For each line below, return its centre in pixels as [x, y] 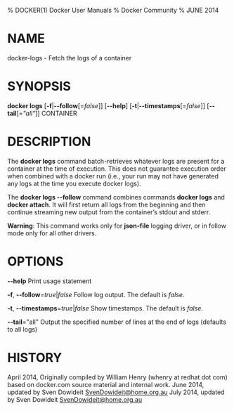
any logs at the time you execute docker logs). [74, 183]
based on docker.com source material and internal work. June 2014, [106, 384]
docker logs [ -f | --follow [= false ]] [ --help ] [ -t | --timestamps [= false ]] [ [108, 105]
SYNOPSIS [39, 86]
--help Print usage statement [50, 281]
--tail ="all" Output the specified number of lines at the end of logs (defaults [117, 322]
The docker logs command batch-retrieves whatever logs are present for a [116, 161]
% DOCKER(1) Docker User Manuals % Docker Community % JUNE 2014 [113, 10]
